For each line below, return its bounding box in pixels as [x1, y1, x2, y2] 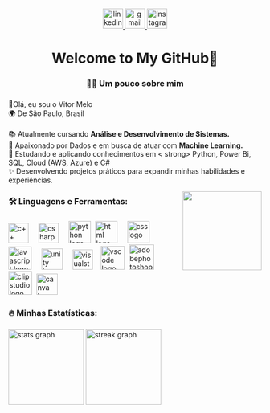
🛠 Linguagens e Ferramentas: [8, 195, 129, 206]
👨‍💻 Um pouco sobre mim [86, 78, 184, 89]
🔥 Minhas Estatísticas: [8, 307, 98, 318]
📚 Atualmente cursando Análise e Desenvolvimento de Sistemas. [8, 129, 231, 138]
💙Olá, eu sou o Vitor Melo [8, 99, 93, 108]
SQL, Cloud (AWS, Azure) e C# [8, 157, 111, 167]
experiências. [8, 175, 54, 185]
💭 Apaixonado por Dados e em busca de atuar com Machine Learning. [8, 141, 243, 150]
